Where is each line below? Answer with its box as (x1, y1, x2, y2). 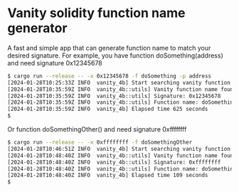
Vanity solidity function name (7, 5, 186, 21)
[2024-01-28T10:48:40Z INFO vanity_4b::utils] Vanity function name (7, 151, 218, 159)
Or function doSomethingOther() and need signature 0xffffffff (7, 125, 187, 134)
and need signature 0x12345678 (7, 58, 103, 67)
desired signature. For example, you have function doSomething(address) (7, 51, 223, 60)
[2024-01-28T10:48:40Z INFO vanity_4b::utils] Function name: (7, 165, 199, 172)
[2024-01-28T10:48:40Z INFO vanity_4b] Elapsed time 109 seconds (7, 172, 208, 179)
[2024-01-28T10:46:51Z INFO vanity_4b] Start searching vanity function (7, 145, 231, 152)
